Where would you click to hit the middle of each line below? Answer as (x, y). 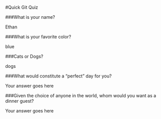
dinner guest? (20, 101)
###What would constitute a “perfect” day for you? (58, 76)
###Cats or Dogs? (24, 56)
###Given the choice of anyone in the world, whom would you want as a (81, 95)
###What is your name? (30, 17)
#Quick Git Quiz (22, 7)
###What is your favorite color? (38, 37)
